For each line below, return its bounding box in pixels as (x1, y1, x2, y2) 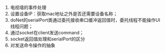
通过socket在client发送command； (10, 30, 85, 35)
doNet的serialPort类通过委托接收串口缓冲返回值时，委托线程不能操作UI (10, 17, 160, 23)
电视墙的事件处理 (10, 5, 47, 10)
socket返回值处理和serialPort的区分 (10, 36, 86, 42)
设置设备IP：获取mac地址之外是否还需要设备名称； (10, 11, 118, 17)
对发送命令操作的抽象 (10, 42, 55, 48)
